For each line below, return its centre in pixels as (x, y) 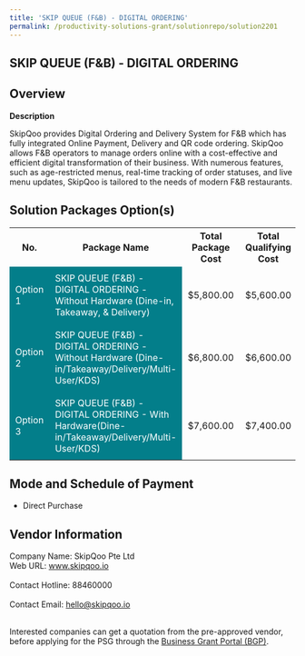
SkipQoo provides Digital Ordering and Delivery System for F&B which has (148, 134)
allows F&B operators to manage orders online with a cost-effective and (144, 153)
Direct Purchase (53, 506)
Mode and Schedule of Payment (102, 484)
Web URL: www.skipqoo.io (59, 566)
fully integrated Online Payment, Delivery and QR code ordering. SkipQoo (147, 143)
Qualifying (268, 247)
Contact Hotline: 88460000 (61, 585)
